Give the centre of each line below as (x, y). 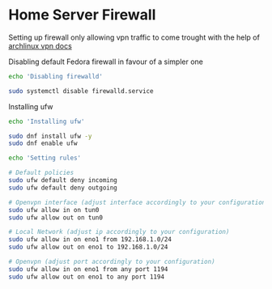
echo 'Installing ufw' (47, 121)
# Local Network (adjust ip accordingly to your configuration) (119, 232)
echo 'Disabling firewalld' (56, 76)
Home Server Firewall (82, 15)
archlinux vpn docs (40, 45)
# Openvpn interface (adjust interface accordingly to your (112, 202)
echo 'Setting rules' (45, 158)
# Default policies (41, 173)
